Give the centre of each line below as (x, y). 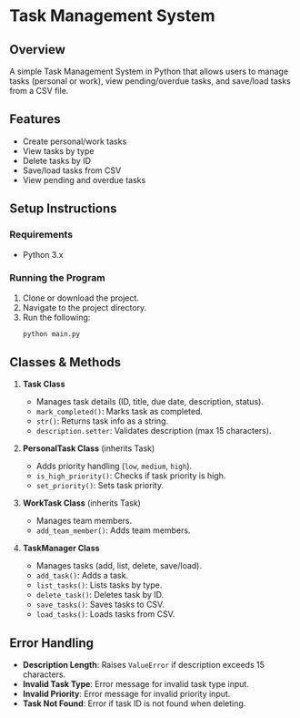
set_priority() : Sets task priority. (100, 486)
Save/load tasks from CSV (72, 170)
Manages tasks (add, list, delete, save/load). (119, 566)
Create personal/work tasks (75, 141)
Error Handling (51, 643)
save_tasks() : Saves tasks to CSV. (100, 605)
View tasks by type (58, 150)
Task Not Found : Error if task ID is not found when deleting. (134, 703)
